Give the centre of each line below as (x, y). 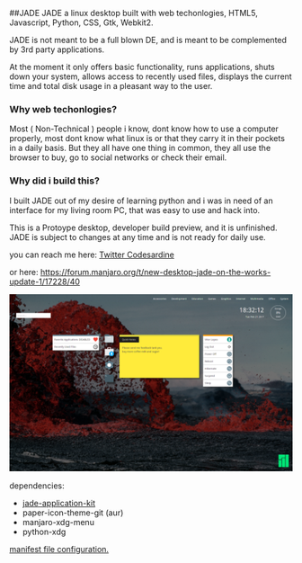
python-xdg (44, 532)
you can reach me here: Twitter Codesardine (92, 255)
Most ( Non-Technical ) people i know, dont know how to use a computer (144, 129)
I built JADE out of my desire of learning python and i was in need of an (141, 201)
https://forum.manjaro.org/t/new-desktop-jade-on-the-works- (155, 272)
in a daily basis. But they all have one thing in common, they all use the (140, 148)
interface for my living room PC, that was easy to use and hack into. (135, 210)
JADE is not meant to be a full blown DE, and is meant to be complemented (148, 40)
